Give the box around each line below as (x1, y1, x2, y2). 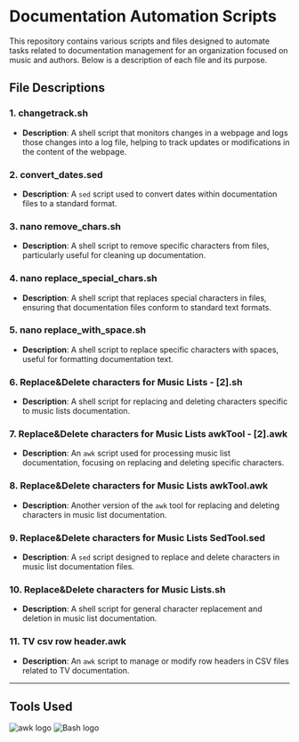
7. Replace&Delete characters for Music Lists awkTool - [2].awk (9, 428, 288, 440)
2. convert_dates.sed (9, 168, 103, 181)
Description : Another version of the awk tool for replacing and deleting (21, 500, 280, 511)
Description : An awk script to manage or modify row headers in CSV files (21, 656, 289, 666)
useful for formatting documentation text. (21, 353, 174, 364)
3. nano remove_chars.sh (9, 220, 122, 232)
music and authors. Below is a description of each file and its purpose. (9, 54, 268, 65)
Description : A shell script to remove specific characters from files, (21, 240, 270, 251)
